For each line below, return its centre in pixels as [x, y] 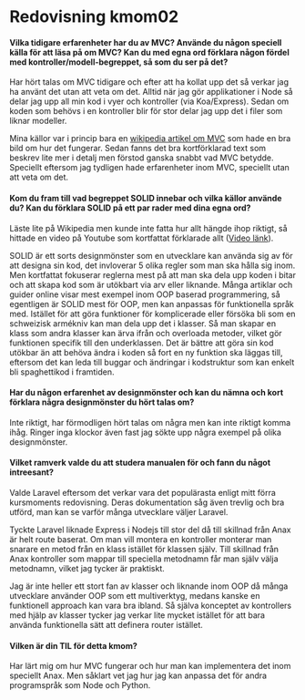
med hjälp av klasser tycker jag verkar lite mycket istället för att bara [137, 615]
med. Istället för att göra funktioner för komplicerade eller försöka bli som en [152, 314]
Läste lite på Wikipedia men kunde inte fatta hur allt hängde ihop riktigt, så [149, 228]
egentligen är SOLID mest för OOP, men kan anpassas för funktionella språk [152, 304]
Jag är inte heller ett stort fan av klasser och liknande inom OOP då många [149, 586]
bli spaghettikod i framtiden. [62, 372]
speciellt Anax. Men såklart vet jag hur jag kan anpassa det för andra [138, 675]
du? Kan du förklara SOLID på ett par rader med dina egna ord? [130, 208]
